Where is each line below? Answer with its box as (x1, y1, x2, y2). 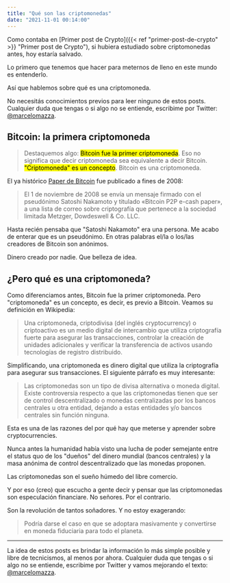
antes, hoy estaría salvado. (7, 49, 84, 58)
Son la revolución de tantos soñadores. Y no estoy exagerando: (7, 506, 186, 515)
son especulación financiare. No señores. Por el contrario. (7, 493, 171, 502)
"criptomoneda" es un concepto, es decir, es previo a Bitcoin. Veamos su (7, 298, 214, 307)
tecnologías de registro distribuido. (23, 348, 123, 357)
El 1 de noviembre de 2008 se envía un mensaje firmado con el (23, 190, 202, 198)
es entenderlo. (7, 70, 48, 79)
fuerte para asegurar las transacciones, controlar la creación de (23, 333, 204, 342)
